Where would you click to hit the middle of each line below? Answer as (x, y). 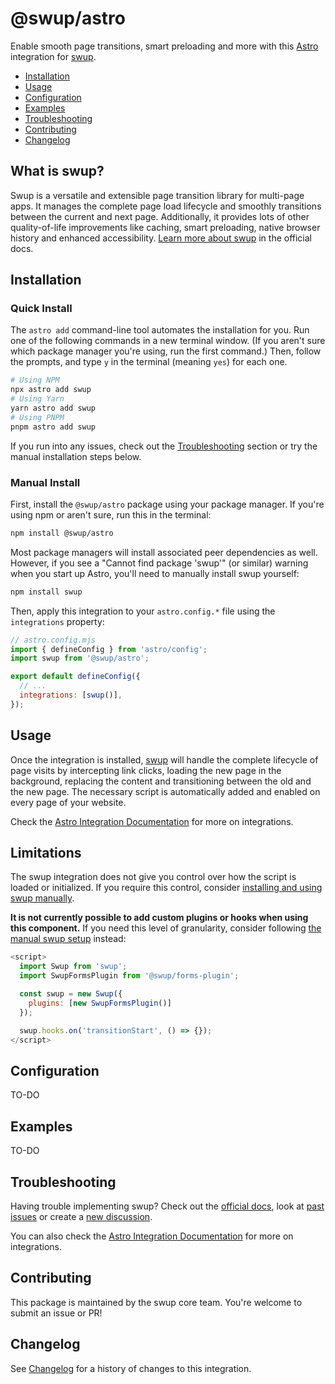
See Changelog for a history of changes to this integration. (131, 1368)
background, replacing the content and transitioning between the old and (161, 781)
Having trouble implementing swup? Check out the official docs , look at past (167, 1206)
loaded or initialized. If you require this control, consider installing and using (166, 888)
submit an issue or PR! (56, 1313)
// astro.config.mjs (53, 640)
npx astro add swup (51, 390)
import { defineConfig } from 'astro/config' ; (109, 649)
